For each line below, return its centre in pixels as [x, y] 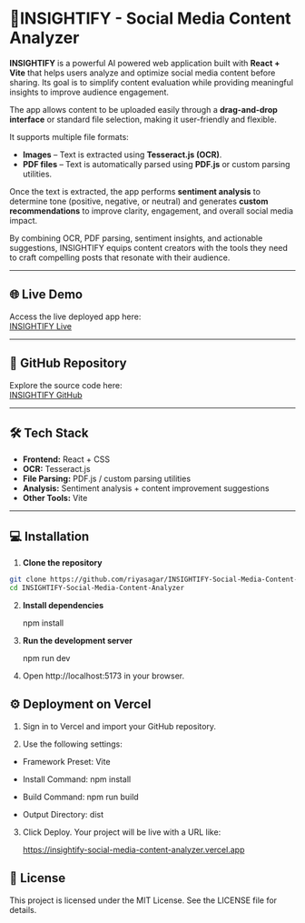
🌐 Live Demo [46, 295]
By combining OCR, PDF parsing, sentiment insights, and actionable [136, 238]
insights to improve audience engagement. [89, 92]
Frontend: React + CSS [66, 459]
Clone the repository [62, 563]
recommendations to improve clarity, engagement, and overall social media [151, 211]
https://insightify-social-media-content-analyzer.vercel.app [133, 849]
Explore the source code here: [66, 385]
